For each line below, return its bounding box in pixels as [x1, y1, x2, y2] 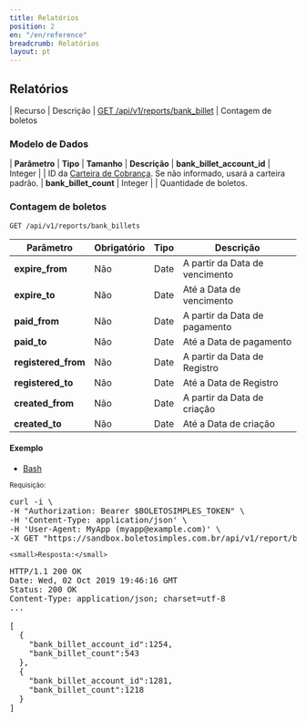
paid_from [14, 315, 59, 327]
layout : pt [9, 47, 51, 57]
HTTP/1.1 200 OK [9, 566, 82, 576]
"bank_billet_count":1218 [28, 685, 145, 695]
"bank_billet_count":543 [28, 648, 139, 658]
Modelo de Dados [9, 138, 89, 150]
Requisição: [9, 480, 46, 490]
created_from [14, 397, 75, 409]
